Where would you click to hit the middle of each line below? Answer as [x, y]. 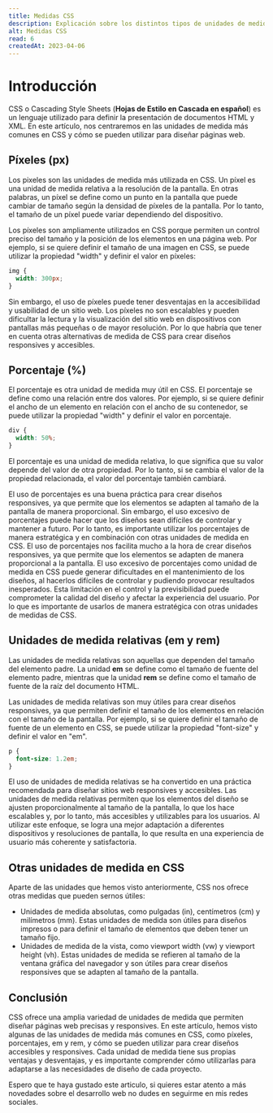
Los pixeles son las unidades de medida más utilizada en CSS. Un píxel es [132, 180]
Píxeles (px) [39, 160]
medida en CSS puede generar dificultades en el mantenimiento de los [127, 572]
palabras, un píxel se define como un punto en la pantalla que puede [123, 197]
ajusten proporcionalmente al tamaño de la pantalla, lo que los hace [121, 808]
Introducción [53, 87]
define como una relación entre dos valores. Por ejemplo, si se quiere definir [136, 398]
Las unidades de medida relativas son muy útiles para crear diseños [122, 702]
